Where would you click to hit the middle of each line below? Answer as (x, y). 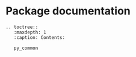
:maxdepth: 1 (30, 32)
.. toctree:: (22, 27)
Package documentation (68, 11)
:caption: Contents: (39, 37)
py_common (26, 48)
